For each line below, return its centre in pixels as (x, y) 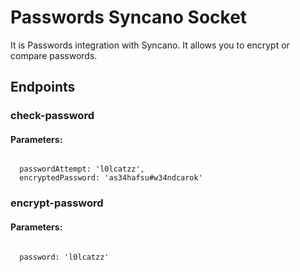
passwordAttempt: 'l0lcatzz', (82, 169)
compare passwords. (54, 55)
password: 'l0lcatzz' (64, 257)
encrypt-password (57, 203)
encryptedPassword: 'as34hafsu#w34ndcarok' (111, 178)
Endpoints (43, 87)
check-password (52, 116)
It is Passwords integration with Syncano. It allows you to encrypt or (150, 45)
